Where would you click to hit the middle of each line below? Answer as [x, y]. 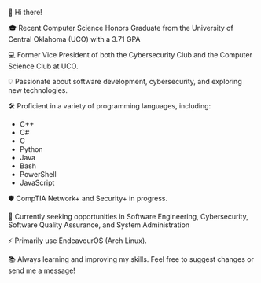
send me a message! [42, 270]
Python [31, 149]
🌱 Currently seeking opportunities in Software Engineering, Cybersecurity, [129, 217]
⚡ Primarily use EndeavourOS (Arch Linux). [77, 241]
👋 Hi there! [26, 12]
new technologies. [38, 90]
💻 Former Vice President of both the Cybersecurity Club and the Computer [130, 55]
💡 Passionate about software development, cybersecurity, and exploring [125, 81]
